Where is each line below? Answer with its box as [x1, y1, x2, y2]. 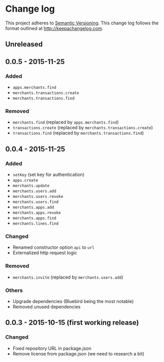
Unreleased [5, 40, 43, 49]
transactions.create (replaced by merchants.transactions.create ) [12, 125, 153, 131]
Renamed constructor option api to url [12, 245, 95, 251]
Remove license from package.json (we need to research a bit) [12, 350, 145, 356]
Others [5, 287, 23, 294]
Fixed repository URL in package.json [12, 345, 92, 351]
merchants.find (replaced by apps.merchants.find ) [12, 119, 119, 125]
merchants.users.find [12, 199, 59, 204]
